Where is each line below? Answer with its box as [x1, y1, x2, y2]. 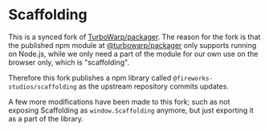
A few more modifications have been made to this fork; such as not [8, 97, 230, 106]
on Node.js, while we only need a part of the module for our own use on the [8, 49, 259, 58]
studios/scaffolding [8, 82, 78, 91]
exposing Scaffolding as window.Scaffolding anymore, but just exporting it [8, 105, 255, 115]
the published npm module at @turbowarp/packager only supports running [8, 40, 257, 50]
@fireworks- [173, 74, 214, 82]
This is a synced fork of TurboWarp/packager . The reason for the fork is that [8, 32, 261, 42]
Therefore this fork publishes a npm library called [8, 73, 172, 82]
